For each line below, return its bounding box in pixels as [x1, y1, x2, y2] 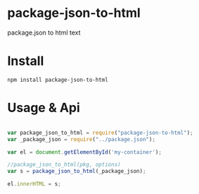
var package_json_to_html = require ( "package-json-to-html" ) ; [7, 129, 193, 136]
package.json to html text [7, 28, 81, 37]
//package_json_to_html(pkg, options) [7, 161, 121, 169]
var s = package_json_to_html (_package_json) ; [7, 168, 146, 175]
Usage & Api [7, 100, 81, 116]
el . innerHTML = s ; [7, 181, 61, 188]
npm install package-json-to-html [7, 76, 109, 83]
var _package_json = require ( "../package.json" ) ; [7, 135, 156, 143]
